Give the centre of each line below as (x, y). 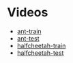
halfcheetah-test (40, 53)
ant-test (28, 38)
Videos (28, 13)
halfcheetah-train (41, 45)
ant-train (29, 31)
